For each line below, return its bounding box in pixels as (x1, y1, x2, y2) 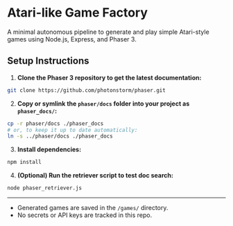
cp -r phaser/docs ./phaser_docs (7, 120, 104, 127)
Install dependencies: (17, 145, 82, 153)
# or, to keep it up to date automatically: (7, 126, 138, 133)
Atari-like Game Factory (7, 5, 148, 21)
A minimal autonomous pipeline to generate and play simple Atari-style (7, 28, 209, 36)
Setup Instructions (7, 55, 89, 67)
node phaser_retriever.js (7, 185, 82, 191)
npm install (7, 159, 42, 166)
